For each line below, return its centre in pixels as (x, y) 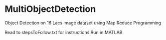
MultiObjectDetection (50, 9)
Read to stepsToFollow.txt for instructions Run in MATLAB (64, 32)
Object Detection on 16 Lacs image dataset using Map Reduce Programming (83, 23)
